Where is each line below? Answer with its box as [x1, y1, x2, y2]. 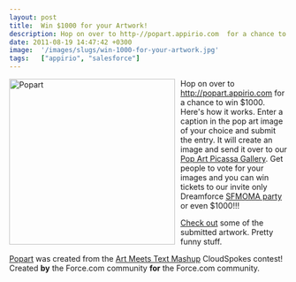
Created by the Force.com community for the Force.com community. [9, 263, 261, 273]
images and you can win [180, 172, 269, 182]
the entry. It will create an [180, 134, 273, 145]
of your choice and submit [180, 126, 277, 135]
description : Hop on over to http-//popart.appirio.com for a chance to [9, 29, 287, 38]
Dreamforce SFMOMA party [180, 191, 283, 202]
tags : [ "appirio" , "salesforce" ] [9, 54, 140, 63]
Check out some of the [180, 217, 264, 228]
